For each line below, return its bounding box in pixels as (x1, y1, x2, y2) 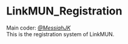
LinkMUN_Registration (6, 4, 123, 18)
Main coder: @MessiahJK (6, 24, 71, 31)
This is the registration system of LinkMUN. (6, 30, 115, 37)
